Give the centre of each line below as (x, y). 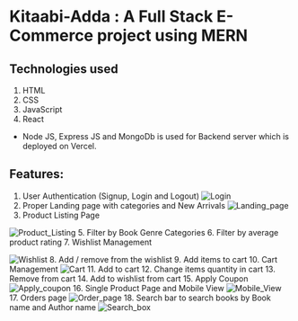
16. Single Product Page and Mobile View (149, 288)
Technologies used (64, 69)
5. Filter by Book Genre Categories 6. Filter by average (178, 232)
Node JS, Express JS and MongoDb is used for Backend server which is (156, 136)
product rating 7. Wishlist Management (81, 242)
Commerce (52, 36)
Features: (37, 174)
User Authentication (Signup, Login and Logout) (111, 196)
